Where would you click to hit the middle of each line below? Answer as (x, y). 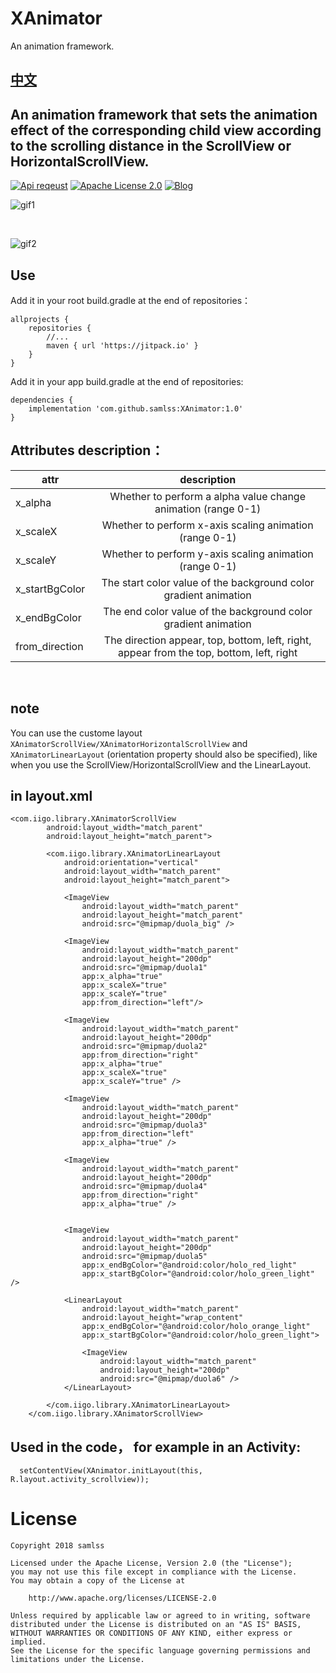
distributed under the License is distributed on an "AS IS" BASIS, (156, 1625)
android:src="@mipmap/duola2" (144, 1047)
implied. (28, 1642)
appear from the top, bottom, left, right (208, 652)
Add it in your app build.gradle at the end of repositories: (127, 381)
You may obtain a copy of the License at (98, 1581)
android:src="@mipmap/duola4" (144, 1187)
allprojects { (40, 319)
